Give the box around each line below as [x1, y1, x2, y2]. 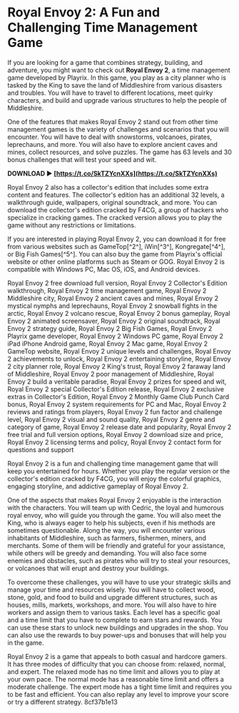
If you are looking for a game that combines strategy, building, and [7, 58, 203, 66]
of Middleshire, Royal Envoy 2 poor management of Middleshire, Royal [7, 369, 214, 378]
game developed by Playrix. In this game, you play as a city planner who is [7, 73, 227, 82]
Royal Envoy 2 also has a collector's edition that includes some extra [7, 183, 209, 191]
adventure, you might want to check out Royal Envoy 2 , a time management [7, 66, 230, 74]
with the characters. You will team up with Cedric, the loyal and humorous [7, 503, 225, 512]
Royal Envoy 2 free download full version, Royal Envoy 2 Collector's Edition [7, 279, 228, 287]
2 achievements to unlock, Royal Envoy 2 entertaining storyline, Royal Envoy [7, 354, 231, 363]
